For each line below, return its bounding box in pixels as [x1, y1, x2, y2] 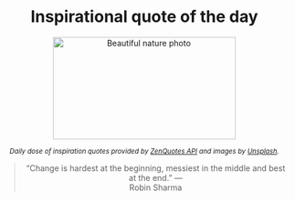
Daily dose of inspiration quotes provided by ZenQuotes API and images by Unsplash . [9, 146, 279, 156]
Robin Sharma [129, 182, 183, 193]
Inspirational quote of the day [30, 6, 258, 27]
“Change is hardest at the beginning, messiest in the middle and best [26, 162, 286, 174]
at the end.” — [129, 172, 183, 183]
